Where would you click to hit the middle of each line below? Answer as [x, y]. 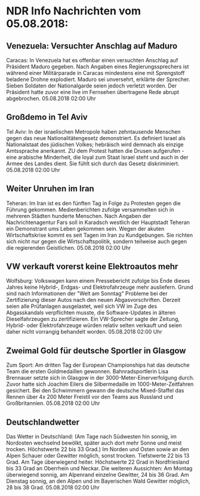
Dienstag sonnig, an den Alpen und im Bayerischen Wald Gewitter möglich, [98, 481]
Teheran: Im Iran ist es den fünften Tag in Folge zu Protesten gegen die [93, 203]
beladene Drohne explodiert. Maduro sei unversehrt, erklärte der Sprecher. [98, 79]
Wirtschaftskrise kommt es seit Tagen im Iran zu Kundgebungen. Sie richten [99, 235]
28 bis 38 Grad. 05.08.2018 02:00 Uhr [53, 488]
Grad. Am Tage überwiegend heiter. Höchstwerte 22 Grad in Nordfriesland [98, 462]
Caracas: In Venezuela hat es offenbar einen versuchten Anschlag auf [92, 60]
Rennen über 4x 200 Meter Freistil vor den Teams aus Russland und [90, 397]
